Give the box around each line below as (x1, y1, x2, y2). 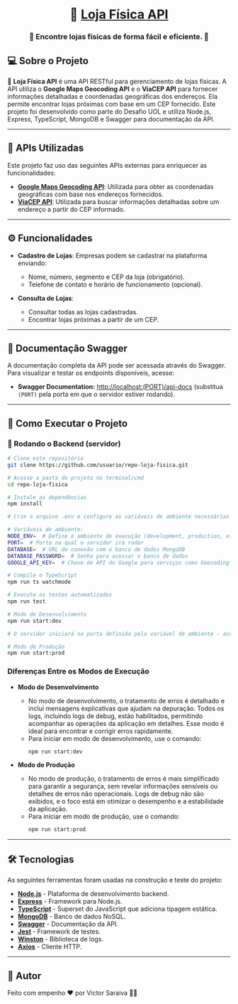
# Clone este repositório (7, 455, 84, 462)
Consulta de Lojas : (17, 294, 74, 302)
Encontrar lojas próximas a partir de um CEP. (28, 315, 159, 324)
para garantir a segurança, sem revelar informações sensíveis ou (28, 782, 218, 791)
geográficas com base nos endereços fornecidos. (17, 190, 164, 198)
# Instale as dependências (7, 493, 87, 501)
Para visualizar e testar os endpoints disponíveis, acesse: (7, 369, 175, 378)
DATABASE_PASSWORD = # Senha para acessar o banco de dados (7, 552, 189, 560)
